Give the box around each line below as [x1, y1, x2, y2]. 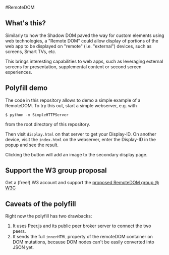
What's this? [5, 19, 46, 27]
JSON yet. [12, 244, 34, 250]
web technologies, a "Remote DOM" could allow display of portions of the [5, 37, 159, 44]
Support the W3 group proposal [5, 166, 107, 175]
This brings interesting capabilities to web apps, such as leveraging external [5, 58, 163, 64]
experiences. [5, 69, 33, 75]
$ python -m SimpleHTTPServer [5, 112, 69, 117]
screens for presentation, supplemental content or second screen [5, 63, 142, 70]
